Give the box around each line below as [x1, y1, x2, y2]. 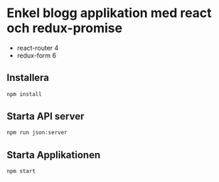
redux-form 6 [16, 51, 57, 60]
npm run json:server [6, 129, 68, 136]
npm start [6, 168, 36, 175]
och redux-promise [6, 20, 122, 36]
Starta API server [6, 110, 85, 122]
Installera [6, 72, 50, 84]
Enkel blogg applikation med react [6, 5, 212, 21]
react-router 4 [16, 43, 59, 52]
